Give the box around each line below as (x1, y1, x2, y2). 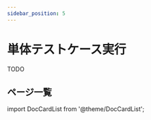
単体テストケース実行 (7, 42, 126, 57)
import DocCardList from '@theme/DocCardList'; (7, 105, 145, 113)
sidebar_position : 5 (7, 10, 66, 17)
